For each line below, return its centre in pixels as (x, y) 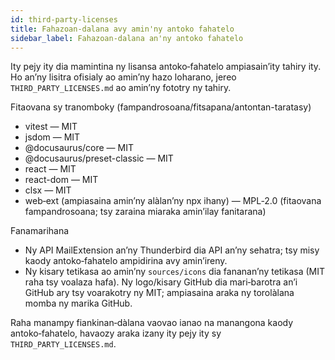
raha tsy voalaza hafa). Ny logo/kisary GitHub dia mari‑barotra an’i (161, 282)
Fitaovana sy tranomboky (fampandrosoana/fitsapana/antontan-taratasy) (161, 107)
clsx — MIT (48, 190)
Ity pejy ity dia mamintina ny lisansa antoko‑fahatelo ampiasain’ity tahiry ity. (166, 67)
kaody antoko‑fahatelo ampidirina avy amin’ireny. (126, 261)
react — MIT (50, 169)
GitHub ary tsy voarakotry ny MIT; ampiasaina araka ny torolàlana (159, 293)
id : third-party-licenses (64, 19)
